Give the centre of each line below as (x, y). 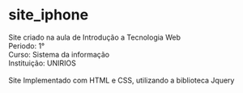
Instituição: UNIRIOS (43, 63)
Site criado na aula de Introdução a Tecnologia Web (94, 37)
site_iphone (49, 15)
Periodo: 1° (27, 45)
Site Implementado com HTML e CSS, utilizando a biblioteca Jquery (122, 80)
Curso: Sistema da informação (59, 54)
